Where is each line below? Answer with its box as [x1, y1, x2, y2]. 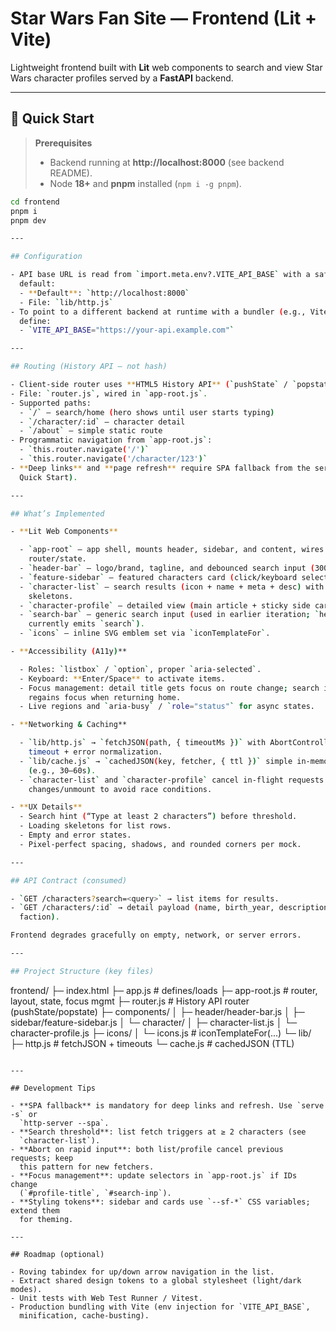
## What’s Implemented [10, 508, 105, 519]
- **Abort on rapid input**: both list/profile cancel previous [10, 1144, 284, 1154]
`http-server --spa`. [19, 1118, 110, 1128]
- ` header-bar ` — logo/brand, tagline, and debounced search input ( [19, 563, 315, 573]
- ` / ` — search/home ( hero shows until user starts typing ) [19, 407, 275, 417]
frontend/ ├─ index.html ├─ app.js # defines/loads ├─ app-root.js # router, [10, 984, 318, 996]
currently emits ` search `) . [28, 619, 145, 629]
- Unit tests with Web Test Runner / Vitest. [10, 1293, 203, 1303]
